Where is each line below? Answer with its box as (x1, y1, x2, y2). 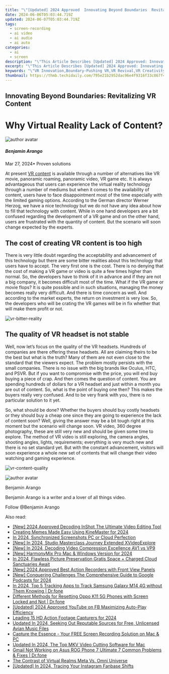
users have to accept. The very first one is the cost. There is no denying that (5, 263, 164, 269)
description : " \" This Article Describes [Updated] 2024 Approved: (5, 59, 147, 64)
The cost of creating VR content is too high (5, 239, 142, 247)
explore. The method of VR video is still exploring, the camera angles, (5, 433, 149, 439)
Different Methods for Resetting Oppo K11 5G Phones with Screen (12, 593, 148, 599)
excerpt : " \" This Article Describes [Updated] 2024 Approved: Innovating (5, 64, 163, 69)
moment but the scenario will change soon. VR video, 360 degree (5, 423, 141, 429)
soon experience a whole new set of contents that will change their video (5, 450, 157, 456)
